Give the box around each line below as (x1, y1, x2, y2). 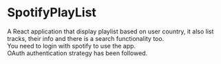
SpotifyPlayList (7, 5, 96, 20)
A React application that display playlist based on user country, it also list (7, 27, 214, 35)
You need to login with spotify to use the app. (7, 42, 136, 50)
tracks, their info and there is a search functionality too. (7, 34, 165, 42)
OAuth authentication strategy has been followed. (7, 49, 148, 57)
